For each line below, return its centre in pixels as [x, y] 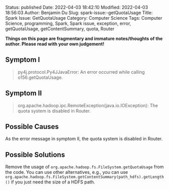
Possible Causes [32, 127]
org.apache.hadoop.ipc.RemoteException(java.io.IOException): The [88, 105]
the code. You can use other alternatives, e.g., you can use [67, 172]
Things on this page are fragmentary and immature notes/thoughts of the [84, 38]
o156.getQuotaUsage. [40, 77]
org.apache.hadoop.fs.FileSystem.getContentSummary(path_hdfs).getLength [85, 177]
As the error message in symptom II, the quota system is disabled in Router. [84, 139]
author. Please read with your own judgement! [55, 44]
